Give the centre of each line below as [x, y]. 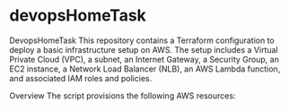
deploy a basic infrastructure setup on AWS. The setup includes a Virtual [144, 49]
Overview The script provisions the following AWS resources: [123, 96]
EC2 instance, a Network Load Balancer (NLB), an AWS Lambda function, [145, 69]
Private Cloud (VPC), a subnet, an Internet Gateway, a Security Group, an [144, 59]
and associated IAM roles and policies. [81, 78]
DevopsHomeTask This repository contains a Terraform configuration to [142, 40]
